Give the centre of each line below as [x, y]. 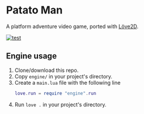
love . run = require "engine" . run [55, 93]
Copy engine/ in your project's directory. [64, 76]
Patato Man [35, 10]
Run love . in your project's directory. [60, 104]
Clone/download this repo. [47, 70]
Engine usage [32, 56]
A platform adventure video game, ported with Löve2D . [72, 26]
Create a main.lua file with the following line [68, 82]
